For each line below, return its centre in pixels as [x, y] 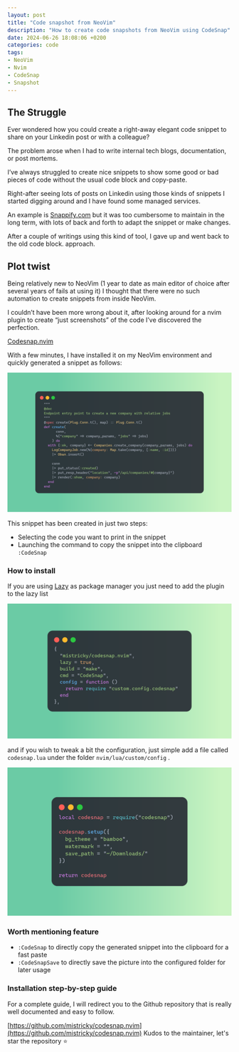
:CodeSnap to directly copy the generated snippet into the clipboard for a [123, 947]
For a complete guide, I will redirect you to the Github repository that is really [119, 1004]
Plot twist [29, 266]
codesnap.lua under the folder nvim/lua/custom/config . [89, 757]
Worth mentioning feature [53, 932]
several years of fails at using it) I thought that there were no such [104, 291]
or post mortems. [33, 158]
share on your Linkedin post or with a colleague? [79, 137]
